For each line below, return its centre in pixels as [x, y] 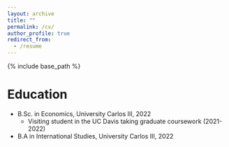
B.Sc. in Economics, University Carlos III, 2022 [84, 113]
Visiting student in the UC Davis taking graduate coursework [114, 121]
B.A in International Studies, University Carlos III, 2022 [95, 136]
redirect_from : [29, 40]
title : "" [22, 20]
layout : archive [31, 14]
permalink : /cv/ [31, 27]
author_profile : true [39, 33]
